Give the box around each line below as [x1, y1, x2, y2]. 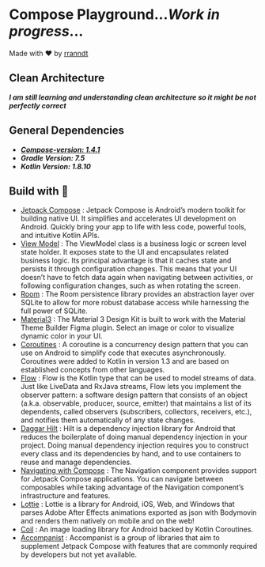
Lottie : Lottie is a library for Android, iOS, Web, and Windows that [20, 500, 235, 509]
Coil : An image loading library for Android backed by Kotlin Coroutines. [20, 524, 254, 535]
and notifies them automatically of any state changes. [20, 415, 196, 425]
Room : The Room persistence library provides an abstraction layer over [20, 289, 256, 299]
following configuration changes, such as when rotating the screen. [20, 281, 240, 290]
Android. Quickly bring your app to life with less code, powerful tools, [20, 222, 247, 232]
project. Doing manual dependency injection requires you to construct [20, 440, 249, 450]
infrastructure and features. [20, 491, 111, 501]
